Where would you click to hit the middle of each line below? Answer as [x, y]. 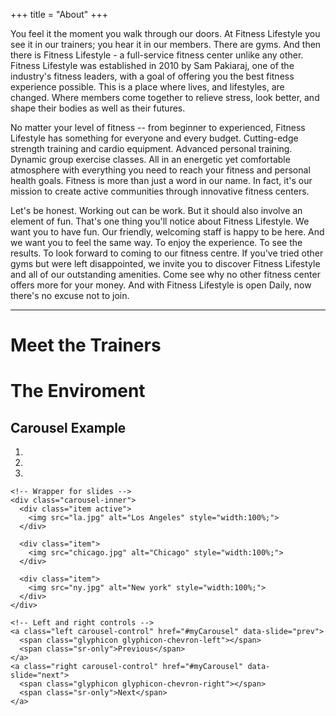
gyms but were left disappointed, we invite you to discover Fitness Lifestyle [165, 263]
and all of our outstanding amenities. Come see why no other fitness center [165, 274]
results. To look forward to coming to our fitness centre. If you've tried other [167, 253]
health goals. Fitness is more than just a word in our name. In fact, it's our [161, 180]
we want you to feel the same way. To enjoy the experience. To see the [156, 242]
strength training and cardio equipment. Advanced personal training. [151, 148]
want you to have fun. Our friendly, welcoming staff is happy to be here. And [167, 232]
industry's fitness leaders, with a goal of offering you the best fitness [152, 76]
